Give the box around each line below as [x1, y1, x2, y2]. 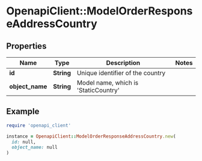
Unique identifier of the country [76, 69, 166, 77]
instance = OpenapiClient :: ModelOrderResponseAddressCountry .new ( [6, 133, 176, 139]
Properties [6, 41, 47, 51]
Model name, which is [76, 79, 139, 87]
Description [106, 59, 141, 67]
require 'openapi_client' [6, 122, 71, 129]
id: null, [11, 139, 36, 145]
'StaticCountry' [76, 86, 120, 94]
